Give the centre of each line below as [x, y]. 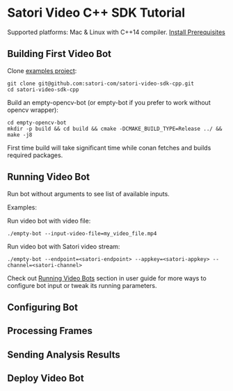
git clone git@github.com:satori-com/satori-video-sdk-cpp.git [101, 83]
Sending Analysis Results [64, 354]
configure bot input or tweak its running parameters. [82, 285]
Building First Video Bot [59, 54]
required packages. [35, 155]
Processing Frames [50, 331]
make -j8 [20, 135]
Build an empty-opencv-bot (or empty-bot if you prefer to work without [109, 102]
